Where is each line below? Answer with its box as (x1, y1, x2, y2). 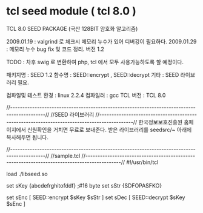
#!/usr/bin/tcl (126, 159, 159, 166)
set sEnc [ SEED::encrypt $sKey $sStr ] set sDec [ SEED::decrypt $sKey (6, 194, 185, 201)
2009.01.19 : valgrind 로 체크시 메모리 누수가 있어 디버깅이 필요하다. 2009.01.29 (6, 38, 197, 45)
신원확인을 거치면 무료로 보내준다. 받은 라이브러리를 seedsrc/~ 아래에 (27, 126, 192, 133)
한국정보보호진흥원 (138, 118, 183, 125)
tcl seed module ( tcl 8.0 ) (6, 4, 136, 18)
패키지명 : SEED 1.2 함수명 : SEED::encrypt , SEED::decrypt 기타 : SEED (6, 71, 179, 78)
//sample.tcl (50, 152, 81, 159)
